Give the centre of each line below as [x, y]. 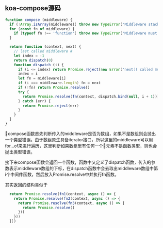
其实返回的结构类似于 [26, 185]
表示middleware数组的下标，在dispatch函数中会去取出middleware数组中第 [83, 168]
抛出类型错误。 [20, 152]
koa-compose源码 [33, 8]
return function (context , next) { [45, 47]
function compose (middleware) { [39, 20]
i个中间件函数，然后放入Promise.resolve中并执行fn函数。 [62, 174]
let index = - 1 [29, 56]
